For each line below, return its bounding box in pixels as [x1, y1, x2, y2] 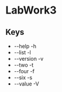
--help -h [13, 42, 36, 50]
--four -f [13, 68, 35, 74]
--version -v [13, 55, 44, 62]
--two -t [13, 61, 34, 68]
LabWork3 [5, 4, 57, 17]
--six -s [13, 74, 33, 81]
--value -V [13, 80, 39, 87]
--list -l [13, 49, 32, 56]
